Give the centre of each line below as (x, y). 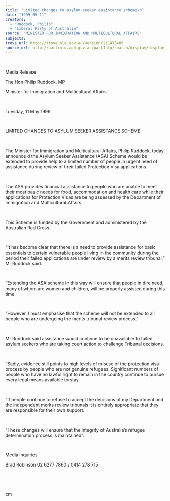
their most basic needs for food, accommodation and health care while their (84, 192)
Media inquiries (21, 455)
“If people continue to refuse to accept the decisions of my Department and (84, 399)
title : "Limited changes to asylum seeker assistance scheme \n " (75, 10)
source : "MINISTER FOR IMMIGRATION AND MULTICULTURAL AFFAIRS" (74, 33)
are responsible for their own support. (45, 410)
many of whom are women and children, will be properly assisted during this (85, 288)
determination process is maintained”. (45, 435)
